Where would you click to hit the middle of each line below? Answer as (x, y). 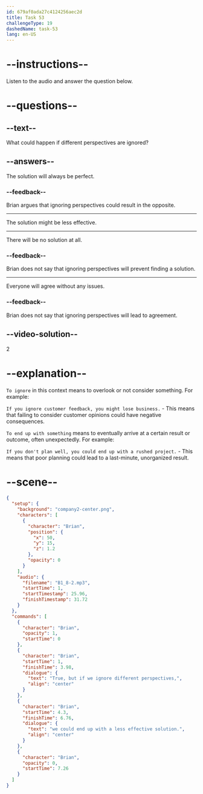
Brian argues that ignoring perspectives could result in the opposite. (91, 205)
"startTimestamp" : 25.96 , (55, 594)
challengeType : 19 (29, 23)
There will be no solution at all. (44, 240)
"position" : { (46, 532)
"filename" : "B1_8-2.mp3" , (56, 582)
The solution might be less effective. (51, 222)
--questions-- (42, 106)
